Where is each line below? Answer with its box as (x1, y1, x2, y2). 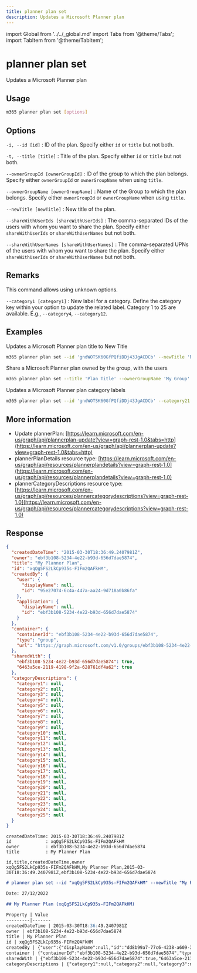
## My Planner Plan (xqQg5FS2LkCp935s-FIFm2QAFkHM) (6, 901, 135, 907)
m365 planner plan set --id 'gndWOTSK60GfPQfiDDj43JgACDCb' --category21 (6, 398, 191, 404)
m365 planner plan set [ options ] (6, 109, 88, 115)
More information (6, 414, 72, 424)
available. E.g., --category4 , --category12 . (6, 310, 107, 317)
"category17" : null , (16, 768, 67, 774)
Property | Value (6, 912, 49, 918)
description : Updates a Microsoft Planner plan (6, 14, 125, 20)
